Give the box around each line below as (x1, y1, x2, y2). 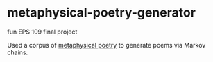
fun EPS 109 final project (7, 28, 78, 36)
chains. (7, 48, 28, 56)
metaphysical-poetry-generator (7, 5, 196, 21)
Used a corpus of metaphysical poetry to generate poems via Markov (7, 41, 206, 49)
